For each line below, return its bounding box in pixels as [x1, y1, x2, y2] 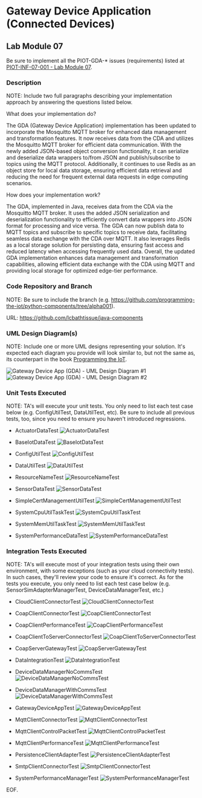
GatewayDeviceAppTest [14, 705, 75, 712]
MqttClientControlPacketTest [14, 728, 87, 735]
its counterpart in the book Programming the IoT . [6, 355, 127, 363]
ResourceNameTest [14, 473, 64, 481]
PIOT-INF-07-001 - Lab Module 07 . [6, 63, 92, 71]
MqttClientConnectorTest [14, 716, 78, 723]
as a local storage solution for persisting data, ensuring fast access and [6, 241, 184, 249]
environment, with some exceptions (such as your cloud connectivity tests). [6, 567, 195, 574]
